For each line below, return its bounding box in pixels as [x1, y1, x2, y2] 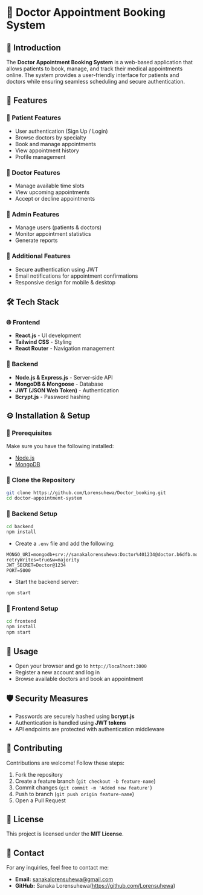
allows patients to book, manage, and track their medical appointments [6, 65, 183, 72]
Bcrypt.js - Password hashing [14, 393, 91, 400]
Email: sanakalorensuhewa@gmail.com [14, 876, 114, 883]
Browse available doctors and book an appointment [14, 675, 144, 682]
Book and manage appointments [14, 140, 97, 147]
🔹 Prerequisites [6, 429, 53, 437]
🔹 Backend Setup [6, 509, 57, 518]
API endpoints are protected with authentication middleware [14, 725, 165, 732]
